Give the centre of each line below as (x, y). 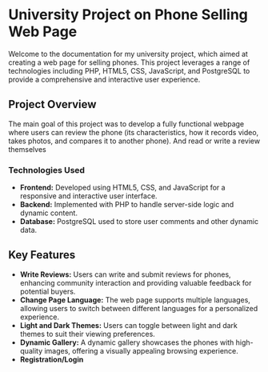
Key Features (42, 255)
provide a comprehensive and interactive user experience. (104, 79)
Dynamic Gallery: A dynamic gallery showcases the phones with (127, 342)
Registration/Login (52, 359)
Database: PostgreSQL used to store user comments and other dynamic (139, 222)
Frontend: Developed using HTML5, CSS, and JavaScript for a (122, 188)
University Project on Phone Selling (128, 15)
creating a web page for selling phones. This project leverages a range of (129, 62)
